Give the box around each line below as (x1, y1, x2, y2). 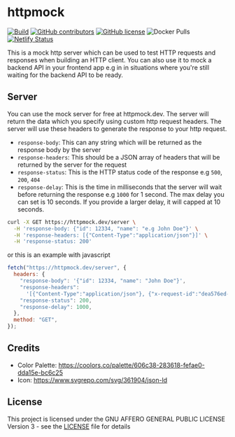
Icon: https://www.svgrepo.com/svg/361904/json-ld (17, 375, 168, 384)
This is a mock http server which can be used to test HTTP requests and (7, 48, 216, 57)
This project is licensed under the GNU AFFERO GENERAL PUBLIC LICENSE (7, 415, 226, 423)
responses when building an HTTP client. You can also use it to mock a (7, 55, 212, 64)
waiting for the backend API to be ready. (7, 71, 124, 79)
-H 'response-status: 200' (13, 238, 92, 245)
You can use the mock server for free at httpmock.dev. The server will (7, 109, 209, 118)
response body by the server (17, 145, 101, 154)
